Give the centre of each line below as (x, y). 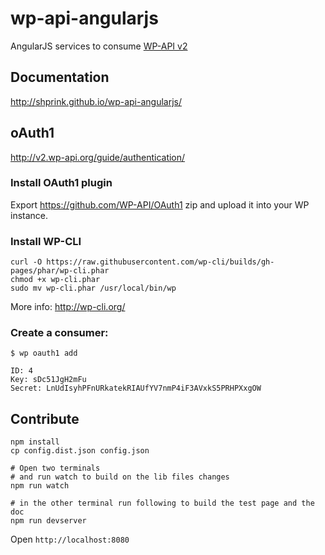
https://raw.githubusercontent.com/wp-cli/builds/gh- (160, 262)
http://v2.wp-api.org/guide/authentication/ (98, 157)
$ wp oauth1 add (44, 353)
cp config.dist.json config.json (80, 451)
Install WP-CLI (46, 241)
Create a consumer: (59, 333)
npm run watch (40, 486)
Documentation (60, 77)
